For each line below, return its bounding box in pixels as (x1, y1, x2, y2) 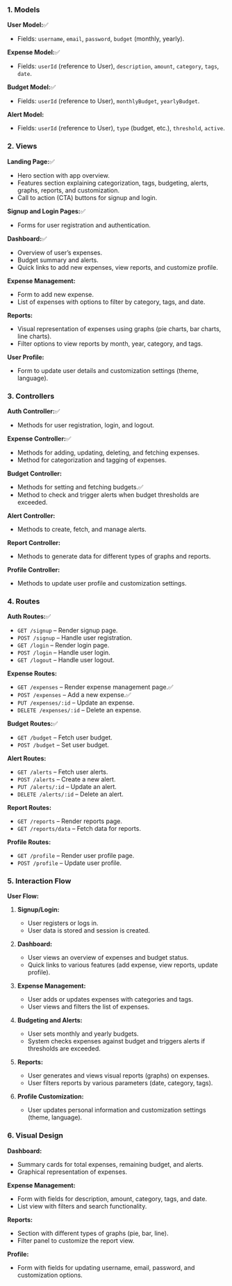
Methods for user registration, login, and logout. (17, 420, 155, 429)
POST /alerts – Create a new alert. (17, 775, 116, 783)
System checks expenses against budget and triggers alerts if (27, 1037, 206, 1046)
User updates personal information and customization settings (27, 1106, 206, 1115)
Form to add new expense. (17, 290, 94, 298)
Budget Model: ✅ (7, 83, 56, 91)
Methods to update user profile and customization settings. (17, 579, 187, 587)
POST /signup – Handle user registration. (17, 634, 133, 642)
